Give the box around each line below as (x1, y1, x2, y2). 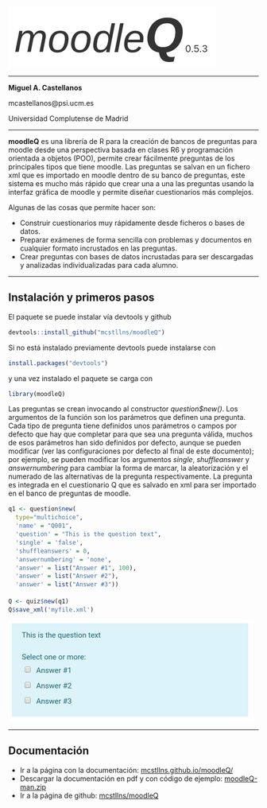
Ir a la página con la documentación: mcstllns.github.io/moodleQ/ (19, 765, 234, 775)
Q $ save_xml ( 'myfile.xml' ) (8, 605, 94, 614)
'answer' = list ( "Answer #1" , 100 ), (15, 564, 137, 572)
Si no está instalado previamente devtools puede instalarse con (8, 343, 216, 352)
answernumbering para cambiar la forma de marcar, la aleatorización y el (8, 464, 249, 473)
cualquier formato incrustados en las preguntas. (19, 243, 177, 253)
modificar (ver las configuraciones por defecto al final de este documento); (8, 446, 254, 456)
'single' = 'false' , (15, 538, 83, 546)
